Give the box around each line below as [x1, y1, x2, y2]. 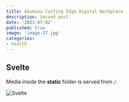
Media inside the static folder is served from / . [6, 78, 118, 85]
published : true [6, 24, 45, 31]
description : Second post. [6, 14, 71, 20]
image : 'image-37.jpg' [6, 30, 61, 36]
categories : [6, 36, 35, 41]
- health [6, 41, 27, 47]
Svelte [6, 62, 30, 73]
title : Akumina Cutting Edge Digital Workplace [6, 8, 124, 15]
